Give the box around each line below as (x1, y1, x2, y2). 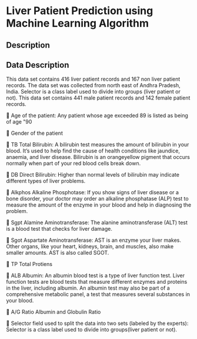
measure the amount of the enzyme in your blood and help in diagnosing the (6, 201, 192, 208)
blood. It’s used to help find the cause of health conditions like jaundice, (6, 147, 181, 154)
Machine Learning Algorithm (6, 16, 149, 30)
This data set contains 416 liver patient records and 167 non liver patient (6, 75, 181, 83)
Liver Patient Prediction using (6, 4, 153, 18)
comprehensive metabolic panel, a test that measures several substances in (6, 291, 190, 298)
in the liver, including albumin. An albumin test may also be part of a (6, 284, 171, 292)
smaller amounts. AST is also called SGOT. (6, 249, 109, 257)
